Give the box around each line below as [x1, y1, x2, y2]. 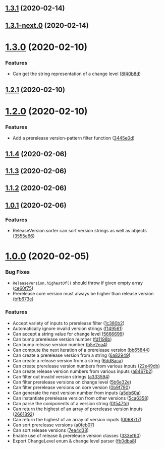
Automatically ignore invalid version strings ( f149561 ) [12, 325, 123, 332]
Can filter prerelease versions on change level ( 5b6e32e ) [12, 379, 132, 385]
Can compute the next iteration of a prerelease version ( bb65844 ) [12, 347, 150, 353]
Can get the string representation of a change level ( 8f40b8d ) [12, 71, 141, 77]
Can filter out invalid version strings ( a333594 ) [12, 373, 110, 379]
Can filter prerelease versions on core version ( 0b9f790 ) [12, 384, 130, 390]
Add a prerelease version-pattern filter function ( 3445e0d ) [12, 135, 135, 141]
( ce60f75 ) [12, 285, 34, 291]
